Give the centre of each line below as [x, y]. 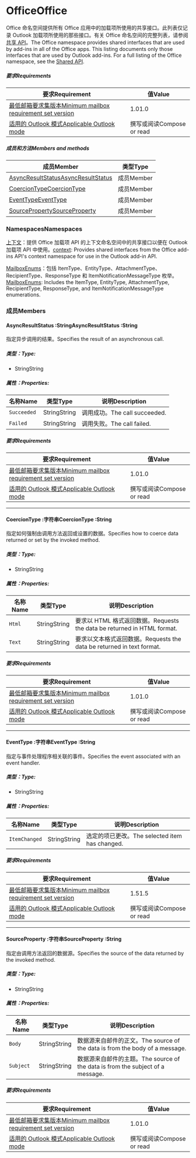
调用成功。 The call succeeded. [124, 413]
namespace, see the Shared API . [45, 61]
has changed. [105, 843]
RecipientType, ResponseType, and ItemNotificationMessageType [85, 289]
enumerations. [23, 295]
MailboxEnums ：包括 [32, 268]
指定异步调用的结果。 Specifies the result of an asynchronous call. [85, 339]
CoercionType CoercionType [47, 189]
